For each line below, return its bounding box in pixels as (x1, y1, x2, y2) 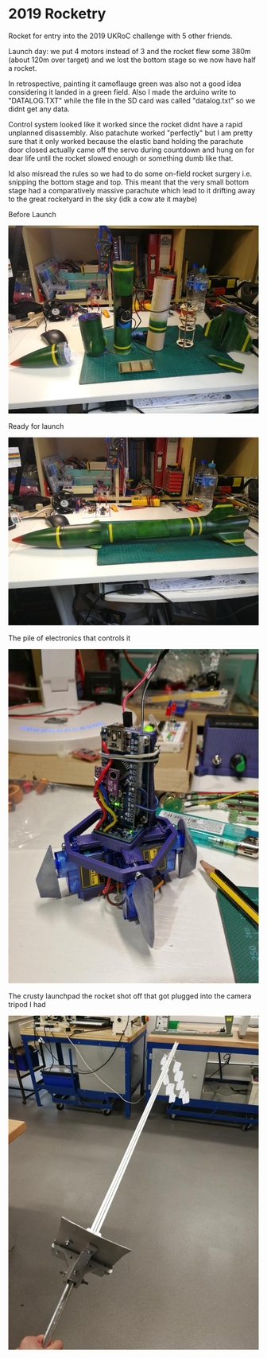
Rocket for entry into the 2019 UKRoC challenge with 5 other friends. (8, 31, 233, 41)
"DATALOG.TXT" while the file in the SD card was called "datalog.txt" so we (8, 95, 256, 105)
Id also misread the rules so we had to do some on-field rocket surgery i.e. (8, 169, 253, 178)
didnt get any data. (8, 104, 70, 114)
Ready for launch (8, 422, 64, 431)
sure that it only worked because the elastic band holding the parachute (8, 136, 244, 146)
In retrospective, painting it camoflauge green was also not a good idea (8, 79, 242, 88)
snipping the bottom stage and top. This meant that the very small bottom (8, 177, 249, 187)
